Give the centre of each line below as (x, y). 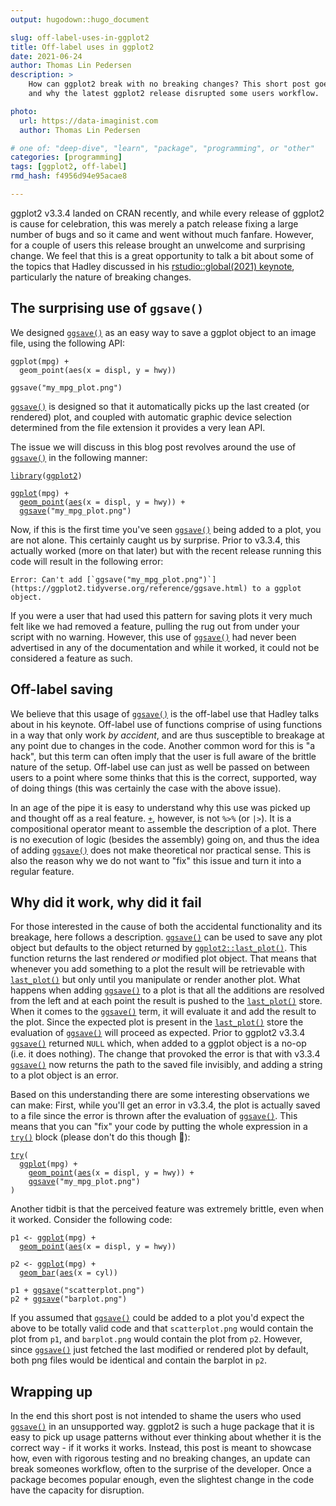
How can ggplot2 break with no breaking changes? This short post (169, 84)
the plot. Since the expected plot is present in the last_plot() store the (157, 1022)
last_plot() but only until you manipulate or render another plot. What (155, 980)
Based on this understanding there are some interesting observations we (160, 1095)
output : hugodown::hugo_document (80, 19)
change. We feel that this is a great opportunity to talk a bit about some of (162, 255)
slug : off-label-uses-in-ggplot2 (80, 37)
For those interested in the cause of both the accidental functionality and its (166, 927)
